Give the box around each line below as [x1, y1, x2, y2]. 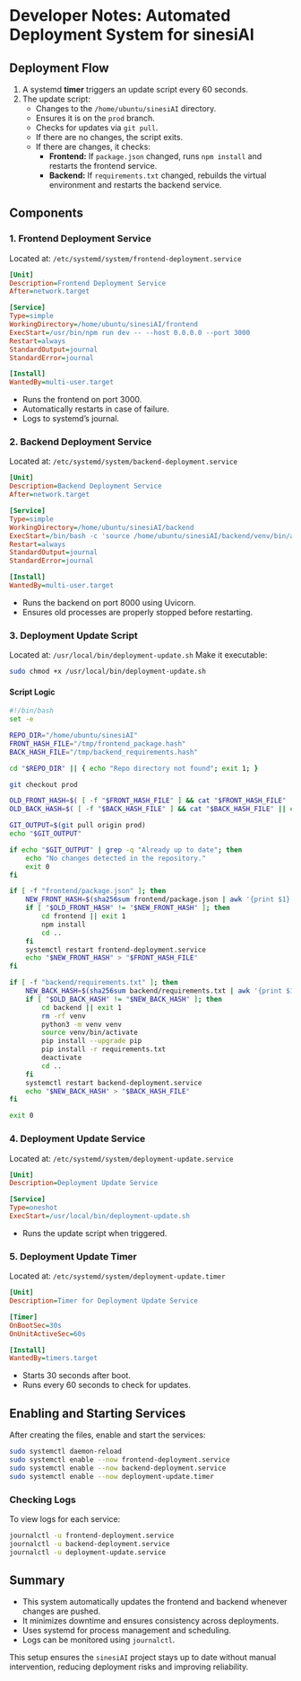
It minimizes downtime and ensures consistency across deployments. [21, 1615, 279, 1626]
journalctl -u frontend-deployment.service [9, 1531, 175, 1540]
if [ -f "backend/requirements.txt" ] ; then [9, 978, 178, 987]
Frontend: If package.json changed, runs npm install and [48, 151, 262, 162]
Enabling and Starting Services [9, 1405, 186, 1420]
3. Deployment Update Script [9, 629, 139, 641]
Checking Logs [9, 1493, 76, 1506]
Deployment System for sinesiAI [9, 24, 255, 45]
